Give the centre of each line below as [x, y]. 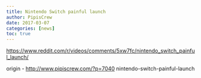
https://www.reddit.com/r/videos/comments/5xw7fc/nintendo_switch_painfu [100, 51]
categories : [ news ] [31, 28]
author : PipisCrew [29, 17]
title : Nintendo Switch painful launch [56, 12]
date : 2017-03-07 [28, 23]
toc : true [19, 34]
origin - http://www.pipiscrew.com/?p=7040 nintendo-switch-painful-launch [100, 68]
